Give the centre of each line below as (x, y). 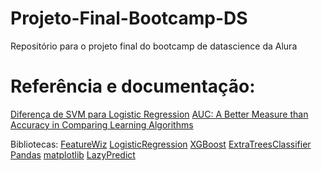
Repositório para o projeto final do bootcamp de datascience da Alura (154, 46)
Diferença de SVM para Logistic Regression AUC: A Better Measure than (159, 114)
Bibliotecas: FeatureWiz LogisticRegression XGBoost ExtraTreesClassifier (161, 144)
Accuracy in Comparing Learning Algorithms (102, 124)
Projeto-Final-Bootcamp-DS (129, 18)
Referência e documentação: (133, 86)
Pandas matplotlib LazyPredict (73, 154)
